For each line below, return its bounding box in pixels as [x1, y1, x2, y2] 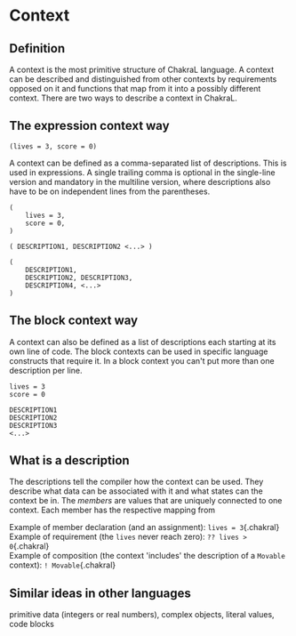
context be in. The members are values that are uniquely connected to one [9, 495, 283, 506]
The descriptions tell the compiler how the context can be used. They [9, 477, 264, 487]
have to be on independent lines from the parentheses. [9, 186, 211, 197]
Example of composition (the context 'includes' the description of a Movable [9, 551, 286, 561]
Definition [9, 41, 65, 56]
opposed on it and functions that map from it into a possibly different [9, 84, 261, 93]
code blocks [9, 619, 55, 630]
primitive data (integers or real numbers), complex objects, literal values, [9, 609, 275, 620]
